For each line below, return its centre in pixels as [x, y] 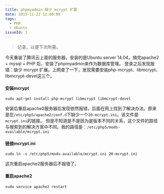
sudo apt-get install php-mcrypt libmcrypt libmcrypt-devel [68, 99]
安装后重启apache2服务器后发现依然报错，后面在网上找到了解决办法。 [77, 109]
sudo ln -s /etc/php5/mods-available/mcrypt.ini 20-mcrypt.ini [71, 154]
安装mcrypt [17, 88]
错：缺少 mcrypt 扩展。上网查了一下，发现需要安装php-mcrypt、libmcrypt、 [83, 70]
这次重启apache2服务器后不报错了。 [42, 164]
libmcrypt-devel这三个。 [30, 76]
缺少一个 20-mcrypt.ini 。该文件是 [105, 115]
